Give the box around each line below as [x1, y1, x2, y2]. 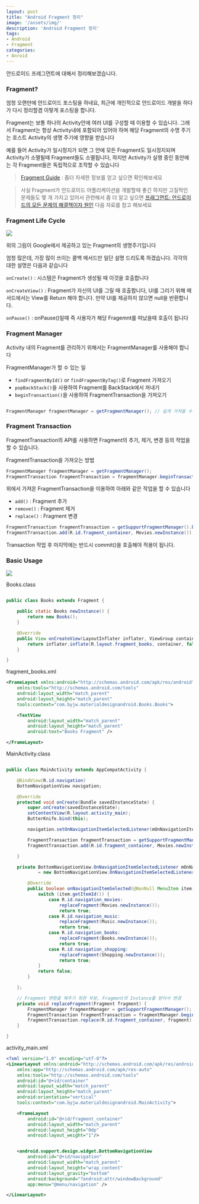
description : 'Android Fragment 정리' [6, 25, 99, 31]
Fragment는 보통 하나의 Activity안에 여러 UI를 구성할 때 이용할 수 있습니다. [6, 119, 179, 126]
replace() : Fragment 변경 [14, 513, 78, 520]
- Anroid [6, 53, 28, 59]
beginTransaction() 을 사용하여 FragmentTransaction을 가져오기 [14, 391, 167, 398]
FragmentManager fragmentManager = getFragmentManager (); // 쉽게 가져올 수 [6, 408, 192, 414]
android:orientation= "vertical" [17, 1094, 97, 1100]
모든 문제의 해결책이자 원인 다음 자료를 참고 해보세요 [31, 201, 152, 208]
